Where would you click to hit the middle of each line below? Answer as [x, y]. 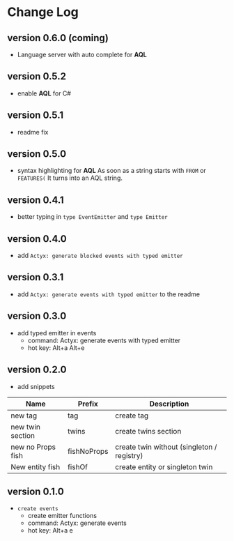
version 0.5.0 [37, 154]
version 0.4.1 [36, 200]
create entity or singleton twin [164, 466]
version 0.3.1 [36, 277]
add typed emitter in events [57, 333]
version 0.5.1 [36, 115]
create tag [132, 416]
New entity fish [36, 466]
